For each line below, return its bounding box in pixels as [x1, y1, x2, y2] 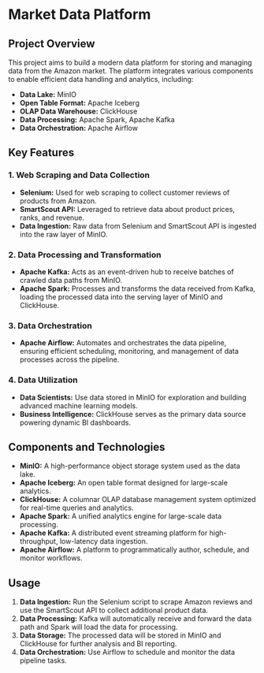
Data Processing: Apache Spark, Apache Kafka [19, 115, 175, 124]
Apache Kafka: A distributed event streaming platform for [19, 528, 208, 537]
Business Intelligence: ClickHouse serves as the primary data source [19, 409, 247, 418]
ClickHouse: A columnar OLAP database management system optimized [19, 495, 256, 504]
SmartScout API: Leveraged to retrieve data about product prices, [19, 204, 235, 214]
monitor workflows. [19, 553, 83, 563]
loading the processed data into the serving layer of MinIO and [19, 292, 223, 301]
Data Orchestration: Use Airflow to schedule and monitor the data [19, 648, 236, 657]
